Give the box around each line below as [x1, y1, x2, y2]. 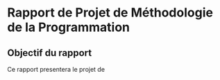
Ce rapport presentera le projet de [7, 66, 105, 73]
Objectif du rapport [7, 47, 92, 59]
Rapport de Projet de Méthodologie [7, 5, 214, 21]
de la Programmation [7, 19, 130, 35]
